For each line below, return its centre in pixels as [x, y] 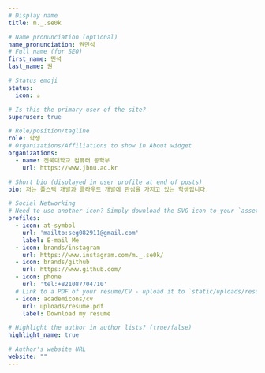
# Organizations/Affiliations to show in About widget [100, 146]
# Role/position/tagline [49, 131]
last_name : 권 [30, 67]
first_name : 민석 [35, 59]
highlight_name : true [44, 335]
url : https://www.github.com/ [72, 270]
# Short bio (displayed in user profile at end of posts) [105, 182]
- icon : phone [38, 277]
